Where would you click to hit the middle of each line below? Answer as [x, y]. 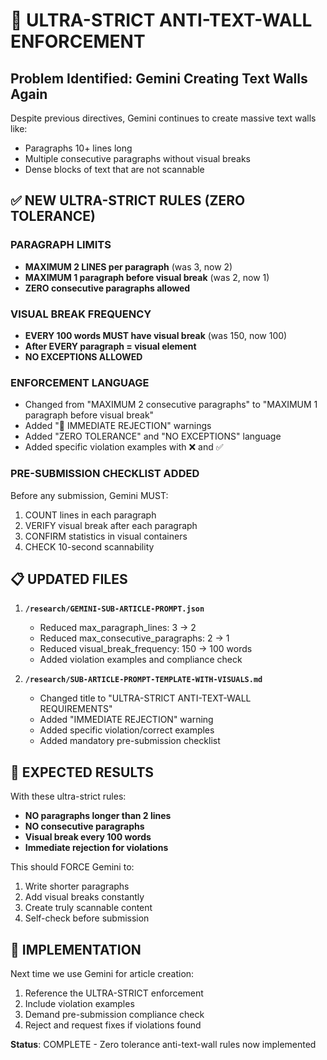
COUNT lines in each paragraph [90, 515]
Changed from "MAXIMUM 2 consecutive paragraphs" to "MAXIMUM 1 [171, 405]
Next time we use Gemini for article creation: [102, 974]
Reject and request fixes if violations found [113, 1025]
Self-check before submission [87, 918]
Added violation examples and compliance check [141, 660]
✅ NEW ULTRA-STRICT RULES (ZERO [128, 200]
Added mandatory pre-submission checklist [130, 741]
